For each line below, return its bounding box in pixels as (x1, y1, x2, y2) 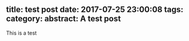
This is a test (6, 29, 37, 36)
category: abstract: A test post (6, 14, 122, 24)
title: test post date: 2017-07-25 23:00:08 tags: (6, 5, 184, 15)
